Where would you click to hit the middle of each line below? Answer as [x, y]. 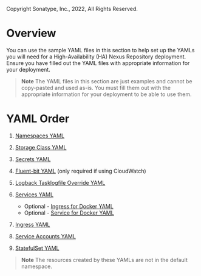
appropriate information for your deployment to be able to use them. [107, 94]
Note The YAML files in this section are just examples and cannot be [107, 81]
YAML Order [38, 119]
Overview [31, 33]
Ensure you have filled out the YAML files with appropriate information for [98, 63]
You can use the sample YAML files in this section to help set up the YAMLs [101, 50]
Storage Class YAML [41, 147]
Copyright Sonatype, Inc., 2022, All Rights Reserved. [72, 9]
